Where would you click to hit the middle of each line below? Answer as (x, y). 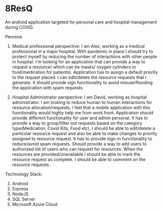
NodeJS (20, 194)
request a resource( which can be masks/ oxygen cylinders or (74, 67)
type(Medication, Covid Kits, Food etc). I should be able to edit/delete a (83, 128)
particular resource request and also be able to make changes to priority (85, 133)
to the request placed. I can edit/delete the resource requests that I (79, 77)
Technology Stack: (24, 174)
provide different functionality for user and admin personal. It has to (80, 118)
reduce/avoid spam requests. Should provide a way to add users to (79, 144)
